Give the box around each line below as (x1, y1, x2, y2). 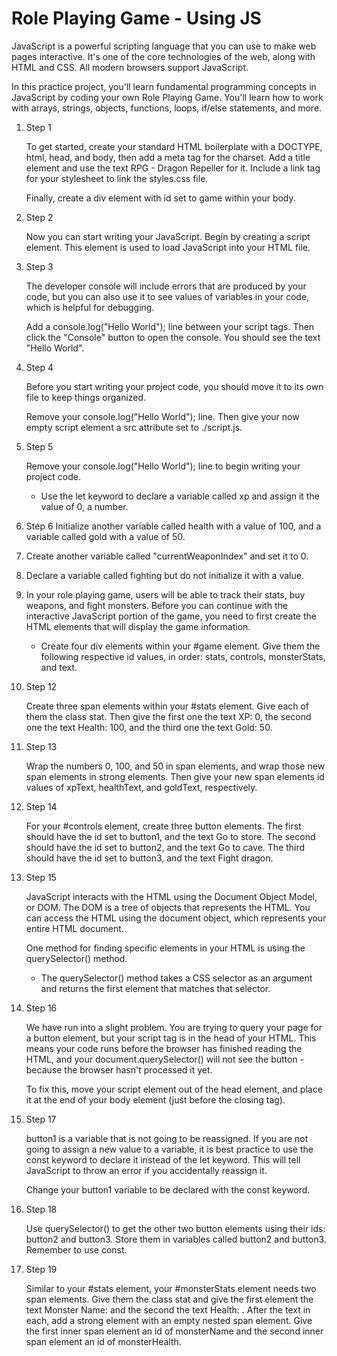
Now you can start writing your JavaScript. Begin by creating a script (25, 230, 311, 242)
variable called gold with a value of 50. (25, 530, 186, 542)
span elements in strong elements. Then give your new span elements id (25, 770, 325, 782)
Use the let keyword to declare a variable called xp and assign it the (40, 490, 320, 502)
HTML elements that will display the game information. (25, 620, 251, 632)
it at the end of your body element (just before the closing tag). (25, 1093, 286, 1106)
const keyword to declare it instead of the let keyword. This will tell (25, 1153, 301, 1166)
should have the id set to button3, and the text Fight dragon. (25, 852, 274, 864)
